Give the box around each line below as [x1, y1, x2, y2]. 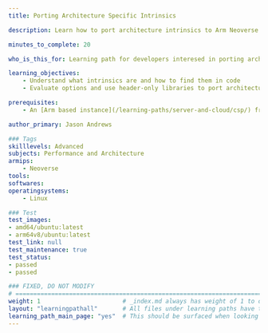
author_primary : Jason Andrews [8, 121, 112, 129]
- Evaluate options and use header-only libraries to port [22, 85, 223, 93]
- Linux [22, 194, 48, 202]
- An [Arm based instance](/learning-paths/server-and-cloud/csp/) [22, 105, 251, 114]
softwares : [8, 179, 45, 188]
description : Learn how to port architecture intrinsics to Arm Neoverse [8, 26, 259, 34]
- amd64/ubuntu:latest [8, 224, 84, 232]
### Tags [8, 135, 37, 143]
